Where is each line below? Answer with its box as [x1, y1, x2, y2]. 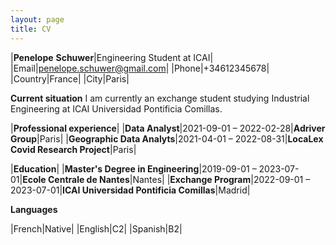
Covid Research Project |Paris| [10, 143, 137, 155]
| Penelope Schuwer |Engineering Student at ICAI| [10, 51, 214, 63]
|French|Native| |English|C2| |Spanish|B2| [10, 222, 183, 235]
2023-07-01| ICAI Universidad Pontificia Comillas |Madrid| [10, 184, 251, 196]
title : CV [10, 24, 52, 34]
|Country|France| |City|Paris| [10, 72, 130, 85]
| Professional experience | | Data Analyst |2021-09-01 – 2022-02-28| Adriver [10, 122, 326, 134]
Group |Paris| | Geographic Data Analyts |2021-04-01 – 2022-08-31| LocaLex [10, 132, 324, 145]
